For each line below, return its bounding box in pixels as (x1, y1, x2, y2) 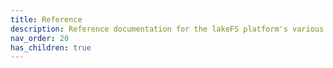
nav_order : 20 (10, 33, 70, 43)
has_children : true (10, 42, 92, 53)
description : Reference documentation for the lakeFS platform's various (10, 24, 325, 34)
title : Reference (10, 14, 83, 25)
